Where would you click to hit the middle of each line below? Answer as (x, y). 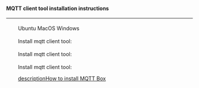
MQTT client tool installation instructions (58, 8)
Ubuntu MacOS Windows (49, 28)
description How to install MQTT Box (62, 79)
